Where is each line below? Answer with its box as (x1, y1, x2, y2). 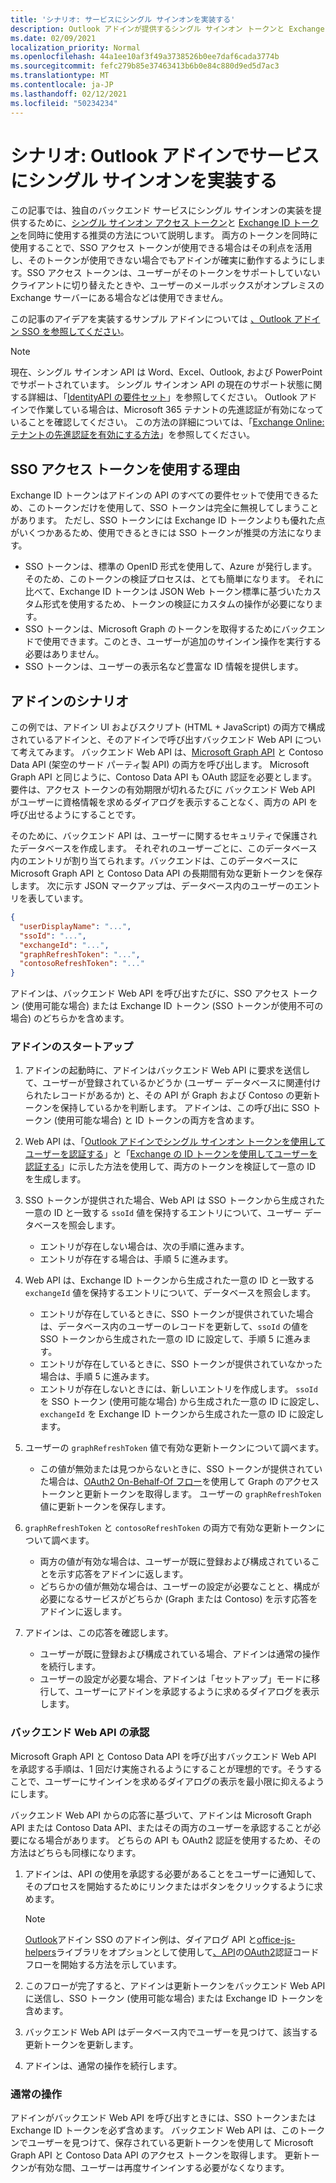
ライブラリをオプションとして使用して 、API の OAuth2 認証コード (56, 1946, 320, 1958)
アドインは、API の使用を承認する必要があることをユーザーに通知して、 (24, 1867, 322, 1880)
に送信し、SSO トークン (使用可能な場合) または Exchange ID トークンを (24, 1992, 325, 2004)
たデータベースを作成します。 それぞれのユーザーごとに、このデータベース (10, 842, 318, 855)
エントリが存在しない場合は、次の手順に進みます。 (39, 1241, 250, 1253)
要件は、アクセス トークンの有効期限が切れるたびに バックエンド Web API (10, 784, 316, 796)
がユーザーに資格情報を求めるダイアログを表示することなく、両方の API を (10, 796, 318, 808)
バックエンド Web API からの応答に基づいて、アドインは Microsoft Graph (10, 1809, 312, 1821)
